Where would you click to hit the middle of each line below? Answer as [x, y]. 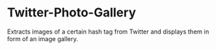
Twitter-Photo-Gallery [72, 13]
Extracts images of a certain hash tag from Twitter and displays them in [108, 32]
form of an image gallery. [43, 38]
